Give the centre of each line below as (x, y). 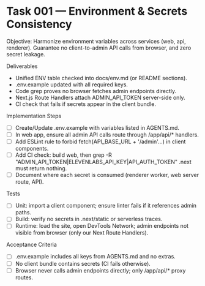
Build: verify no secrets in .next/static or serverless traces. (89, 219)
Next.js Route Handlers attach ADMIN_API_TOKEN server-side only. (100, 97)
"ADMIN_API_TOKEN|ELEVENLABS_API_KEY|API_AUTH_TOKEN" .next (103, 162)
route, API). (29, 182)
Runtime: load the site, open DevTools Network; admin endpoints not (102, 226)
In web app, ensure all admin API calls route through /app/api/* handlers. (107, 135)
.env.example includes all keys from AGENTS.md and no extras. (95, 257)
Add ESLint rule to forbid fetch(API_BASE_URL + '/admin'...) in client (100, 141)
